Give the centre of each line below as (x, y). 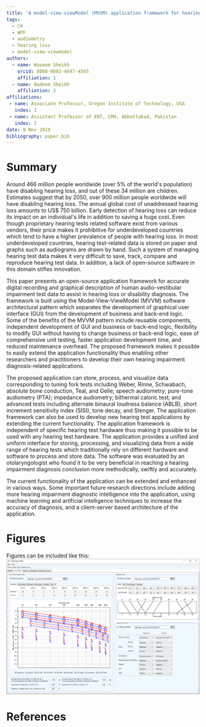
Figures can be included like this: (48, 556)
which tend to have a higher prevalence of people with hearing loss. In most (102, 237)
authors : (17, 58)
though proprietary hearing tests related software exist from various (92, 224)
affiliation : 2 (37, 91)
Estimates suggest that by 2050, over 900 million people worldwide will (97, 197)
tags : (13, 19)
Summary (32, 167)
